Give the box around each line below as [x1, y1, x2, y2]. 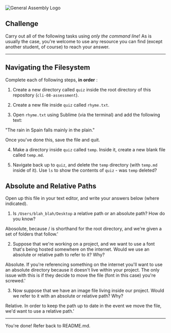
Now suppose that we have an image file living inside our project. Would [12, 287, 164, 294]
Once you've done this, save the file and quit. [5, 137, 100, 143]
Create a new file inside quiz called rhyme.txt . [12, 102, 109, 108]
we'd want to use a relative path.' [5, 308, 75, 314]
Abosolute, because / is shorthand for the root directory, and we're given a [5, 226, 162, 232]
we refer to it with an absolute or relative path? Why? [12, 293, 124, 299]
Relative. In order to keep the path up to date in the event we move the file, [5, 303, 162, 309]
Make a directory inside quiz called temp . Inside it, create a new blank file [12, 146, 166, 152]
